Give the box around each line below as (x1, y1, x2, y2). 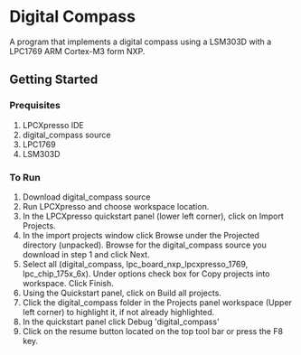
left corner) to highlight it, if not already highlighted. (22, 306, 215, 317)
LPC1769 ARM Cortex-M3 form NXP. (9, 45, 146, 56)
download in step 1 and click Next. (22, 248, 151, 259)
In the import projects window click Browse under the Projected (22, 229, 260, 240)
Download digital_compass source (22, 192, 151, 202)
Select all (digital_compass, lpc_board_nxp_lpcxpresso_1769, (22, 258, 249, 269)
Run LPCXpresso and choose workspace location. (22, 201, 210, 211)
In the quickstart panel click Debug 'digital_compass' (22, 316, 220, 327)
